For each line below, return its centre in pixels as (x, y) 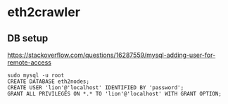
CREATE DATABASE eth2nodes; (49, 82)
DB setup (28, 38)
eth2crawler (44, 12)
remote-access (29, 63)
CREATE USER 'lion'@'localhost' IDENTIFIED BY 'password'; (96, 88)
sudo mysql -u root (36, 75)
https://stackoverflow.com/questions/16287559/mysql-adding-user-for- (112, 55)
